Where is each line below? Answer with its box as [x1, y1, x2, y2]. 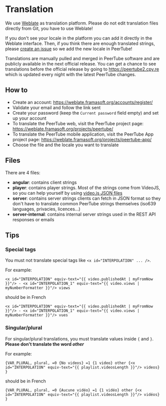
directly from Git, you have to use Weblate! [5, 25, 93, 31]
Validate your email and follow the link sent [12, 104, 101, 111]
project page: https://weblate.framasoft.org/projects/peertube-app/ [12, 136, 152, 142]
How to [5, 86, 28, 95]
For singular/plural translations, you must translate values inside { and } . [5, 335, 154, 341]
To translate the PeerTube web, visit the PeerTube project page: [12, 120, 144, 126]
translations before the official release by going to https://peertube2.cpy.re [5, 66, 159, 72]
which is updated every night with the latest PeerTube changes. [5, 71, 136, 77]
